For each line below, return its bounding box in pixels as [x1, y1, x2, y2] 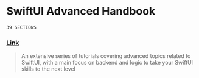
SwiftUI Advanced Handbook [6, 4, 156, 18]
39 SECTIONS [6, 24, 37, 30]
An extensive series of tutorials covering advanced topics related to [21, 52, 191, 60]
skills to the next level [21, 65, 76, 73]
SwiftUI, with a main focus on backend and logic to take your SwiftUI [21, 59, 194, 66]
